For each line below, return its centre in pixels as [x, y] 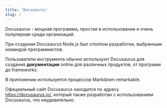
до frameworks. [22, 70]
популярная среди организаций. [40, 34]
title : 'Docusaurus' [27, 10]
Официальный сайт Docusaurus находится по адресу [62, 89]
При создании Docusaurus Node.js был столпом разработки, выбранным [83, 44]
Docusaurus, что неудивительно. [40, 100]
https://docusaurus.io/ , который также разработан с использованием [79, 94]
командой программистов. [34, 49]
